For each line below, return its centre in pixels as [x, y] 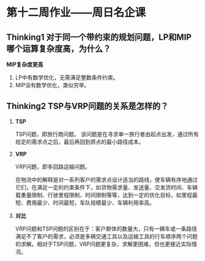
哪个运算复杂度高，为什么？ [59, 49]
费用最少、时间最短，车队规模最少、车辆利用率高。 [90, 202]
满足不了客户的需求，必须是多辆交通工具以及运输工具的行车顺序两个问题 [106, 236]
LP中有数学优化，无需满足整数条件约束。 [67, 78]
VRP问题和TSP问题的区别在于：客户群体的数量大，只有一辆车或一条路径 [106, 229]
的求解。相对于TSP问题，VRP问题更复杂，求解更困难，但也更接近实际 [103, 244]
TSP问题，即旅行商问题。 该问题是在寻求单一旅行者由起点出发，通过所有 [107, 134]
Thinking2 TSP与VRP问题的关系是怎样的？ [88, 106]
